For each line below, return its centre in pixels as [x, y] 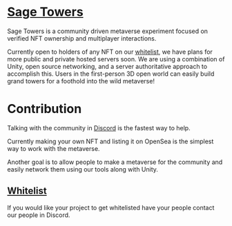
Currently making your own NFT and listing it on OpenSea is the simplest [110, 141]
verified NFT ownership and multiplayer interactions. [82, 38]
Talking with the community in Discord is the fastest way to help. [99, 127]
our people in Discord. [39, 215]
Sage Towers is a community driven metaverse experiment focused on [108, 31]
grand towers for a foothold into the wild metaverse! [81, 81]
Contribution [45, 109]
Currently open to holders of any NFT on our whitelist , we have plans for [110, 52]
